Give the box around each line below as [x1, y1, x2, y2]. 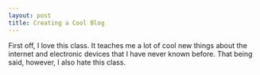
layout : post [8, 11, 52, 20]
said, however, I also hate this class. [8, 57, 126, 67]
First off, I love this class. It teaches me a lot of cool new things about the [8, 40, 248, 50]
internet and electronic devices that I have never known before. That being [8, 49, 253, 58]
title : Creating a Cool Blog [8, 19, 105, 27]
